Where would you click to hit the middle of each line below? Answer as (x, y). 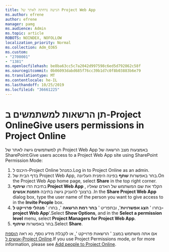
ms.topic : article (24, 33)
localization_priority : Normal (38, 43)
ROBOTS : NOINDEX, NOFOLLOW (34, 38)
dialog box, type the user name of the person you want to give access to (88, 197)
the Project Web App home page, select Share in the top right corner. (85, 181)
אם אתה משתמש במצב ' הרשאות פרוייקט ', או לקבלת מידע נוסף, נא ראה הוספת (81, 234)
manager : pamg (20, 24)
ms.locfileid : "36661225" (32, 89)
